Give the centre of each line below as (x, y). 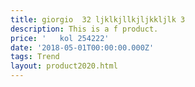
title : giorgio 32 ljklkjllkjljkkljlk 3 (98, 19)
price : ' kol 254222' (60, 38)
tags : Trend (35, 57)
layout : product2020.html (64, 66)
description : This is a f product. (84, 29)
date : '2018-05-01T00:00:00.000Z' (82, 47)
